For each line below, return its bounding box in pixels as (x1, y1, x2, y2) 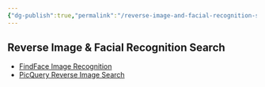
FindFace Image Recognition (18, 62, 112, 71)
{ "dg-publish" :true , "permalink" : (7, 11, 118, 20)
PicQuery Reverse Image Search (18, 70, 125, 80)
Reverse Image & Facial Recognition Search (7, 41, 226, 55)
